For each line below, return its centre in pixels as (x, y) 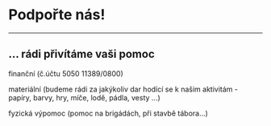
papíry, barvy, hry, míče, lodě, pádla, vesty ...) (85, 97)
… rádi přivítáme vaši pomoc (81, 54)
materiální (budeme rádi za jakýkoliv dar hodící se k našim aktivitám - (123, 89)
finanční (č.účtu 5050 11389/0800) (66, 73)
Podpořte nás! (57, 15)
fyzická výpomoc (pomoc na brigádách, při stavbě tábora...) (108, 113)
